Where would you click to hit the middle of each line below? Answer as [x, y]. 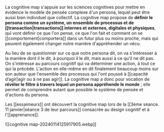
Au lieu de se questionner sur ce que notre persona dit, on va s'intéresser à [81, 53]
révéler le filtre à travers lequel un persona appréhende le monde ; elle [78, 84]
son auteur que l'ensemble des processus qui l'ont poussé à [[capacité [77, 74]
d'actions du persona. [27, 95]
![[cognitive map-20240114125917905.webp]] [51, 124]
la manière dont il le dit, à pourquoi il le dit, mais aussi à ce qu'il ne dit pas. [80, 58]
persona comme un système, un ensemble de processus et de [70, 23]
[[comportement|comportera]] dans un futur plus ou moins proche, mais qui [82, 38]
